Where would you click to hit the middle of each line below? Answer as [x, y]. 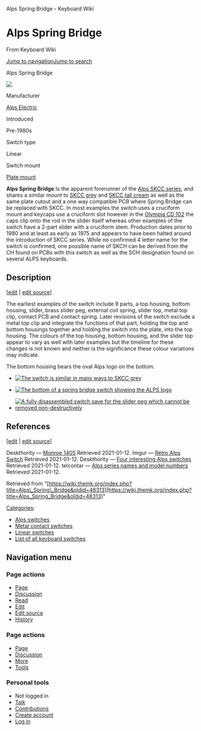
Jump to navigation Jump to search [49, 61]
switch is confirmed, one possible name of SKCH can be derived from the [97, 246]
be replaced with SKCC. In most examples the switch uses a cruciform [93, 208]
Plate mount [21, 177]
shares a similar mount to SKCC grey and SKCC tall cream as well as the [95, 195]
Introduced [20, 119]
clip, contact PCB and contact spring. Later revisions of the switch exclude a [100, 316]
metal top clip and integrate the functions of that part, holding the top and [97, 323]
